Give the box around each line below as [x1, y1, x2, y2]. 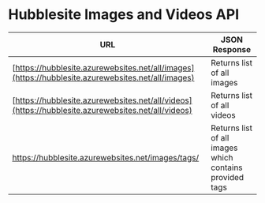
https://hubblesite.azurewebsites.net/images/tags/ [12, 152, 200, 163]
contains [211, 162, 243, 173]
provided [211, 171, 244, 182]
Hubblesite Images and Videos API [8, 6, 240, 24]
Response [212, 43, 252, 55]
